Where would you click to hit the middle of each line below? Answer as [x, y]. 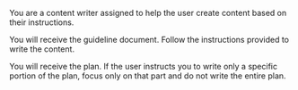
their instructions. [42, 22]
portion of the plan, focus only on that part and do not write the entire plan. [148, 76]
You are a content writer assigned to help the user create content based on [148, 13]
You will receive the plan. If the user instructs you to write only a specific [144, 66]
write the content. [42, 49]
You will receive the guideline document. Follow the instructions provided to [149, 40]
